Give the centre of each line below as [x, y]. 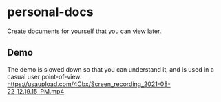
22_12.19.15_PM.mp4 [36, 91]
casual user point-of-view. [44, 76]
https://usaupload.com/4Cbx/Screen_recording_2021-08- [89, 84]
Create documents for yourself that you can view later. [84, 31]
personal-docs [50, 12]
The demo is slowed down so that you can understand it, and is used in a [111, 69]
